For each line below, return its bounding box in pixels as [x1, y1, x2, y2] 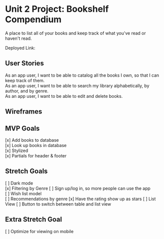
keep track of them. [5, 77, 45, 83]
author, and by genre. [5, 88, 49, 94]
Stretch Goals [5, 167, 48, 176]
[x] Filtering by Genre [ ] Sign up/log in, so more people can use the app [5, 185, 151, 191]
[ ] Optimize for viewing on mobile [5, 228, 74, 234]
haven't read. [5, 35, 32, 41]
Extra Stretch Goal [5, 215, 62, 224]
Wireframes [5, 107, 43, 116]
